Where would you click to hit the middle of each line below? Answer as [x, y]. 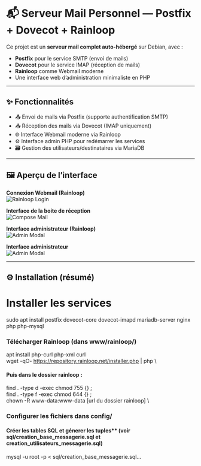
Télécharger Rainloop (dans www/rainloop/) [71, 341]
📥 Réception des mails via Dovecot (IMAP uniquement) [83, 126]
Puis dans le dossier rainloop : [44, 374]
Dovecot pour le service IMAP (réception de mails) [77, 65]
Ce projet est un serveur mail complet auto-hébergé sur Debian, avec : [95, 47]
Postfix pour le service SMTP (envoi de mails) [71, 58]
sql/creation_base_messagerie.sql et [53, 437]
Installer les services [59, 303]
